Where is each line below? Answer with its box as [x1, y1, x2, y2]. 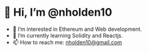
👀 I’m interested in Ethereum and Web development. [12, 25, 143, 33]
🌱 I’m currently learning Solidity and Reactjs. [12, 31, 123, 39]
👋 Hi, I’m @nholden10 [4, 5, 112, 19]
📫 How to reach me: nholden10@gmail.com [12, 39, 123, 46]
